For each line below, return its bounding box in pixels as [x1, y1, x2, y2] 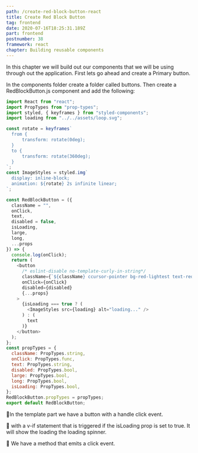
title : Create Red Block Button [6, 14, 85, 20]
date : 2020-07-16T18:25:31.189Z [6, 25, 85, 31]
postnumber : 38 [6, 36, 44, 42]
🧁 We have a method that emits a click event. [6, 440, 115, 447]
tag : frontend [6, 19, 41, 25]
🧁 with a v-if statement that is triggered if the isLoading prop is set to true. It [6, 422, 190, 429]
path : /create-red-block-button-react [6, 8, 101, 15]
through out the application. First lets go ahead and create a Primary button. [6, 69, 190, 77]
